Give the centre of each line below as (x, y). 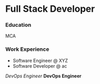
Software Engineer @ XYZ (40, 60)
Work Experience (27, 49)
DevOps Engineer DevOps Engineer (43, 76)
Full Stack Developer (50, 9)
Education (18, 25)
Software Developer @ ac (40, 66)
